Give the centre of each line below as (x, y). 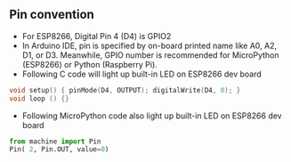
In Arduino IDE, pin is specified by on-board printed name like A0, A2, (150, 45)
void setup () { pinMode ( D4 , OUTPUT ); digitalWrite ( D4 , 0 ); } (125, 90)
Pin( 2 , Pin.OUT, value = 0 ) (59, 150)
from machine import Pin (55, 142)
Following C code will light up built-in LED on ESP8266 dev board (142, 74)
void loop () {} (39, 98)
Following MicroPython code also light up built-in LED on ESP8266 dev (152, 116)
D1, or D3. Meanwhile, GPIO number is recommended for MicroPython (150, 55)
